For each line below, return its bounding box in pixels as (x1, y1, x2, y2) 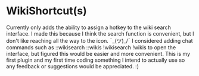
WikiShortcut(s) (6, 4, 88, 18)
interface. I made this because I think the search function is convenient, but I (6, 30, 194, 37)
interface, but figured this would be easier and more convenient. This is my (6, 50, 191, 57)
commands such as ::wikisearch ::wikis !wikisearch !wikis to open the (6, 43, 176, 51)
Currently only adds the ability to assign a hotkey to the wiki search (6, 24, 171, 31)
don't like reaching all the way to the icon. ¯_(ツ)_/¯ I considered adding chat (6, 37, 193, 44)
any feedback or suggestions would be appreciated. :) (6, 62, 139, 69)
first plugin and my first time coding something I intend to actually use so (6, 56, 185, 64)
